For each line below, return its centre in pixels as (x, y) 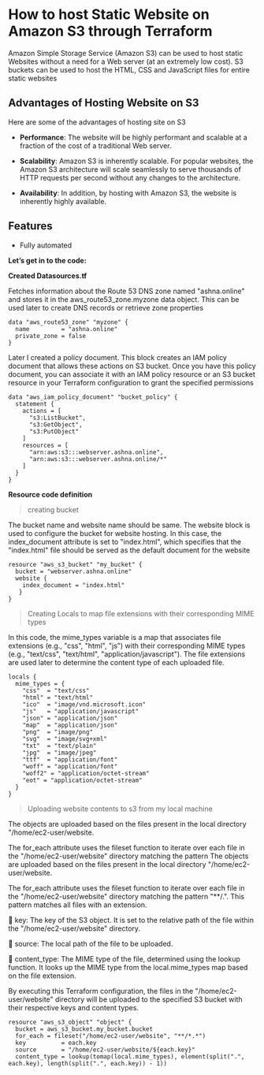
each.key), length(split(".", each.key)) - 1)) (88, 1063)
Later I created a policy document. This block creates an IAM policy (117, 357)
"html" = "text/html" (58, 697)
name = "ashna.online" (67, 329)
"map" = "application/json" (70, 725)
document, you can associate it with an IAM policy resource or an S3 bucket (132, 374)
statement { (35, 404)
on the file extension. (42, 976)
